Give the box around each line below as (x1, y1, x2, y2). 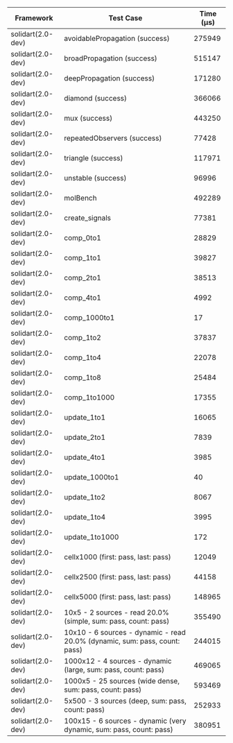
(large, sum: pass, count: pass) (64, 665, 165, 674)
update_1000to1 (64, 472, 119, 481)
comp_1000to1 (64, 313, 115, 322)
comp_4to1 (64, 293, 102, 302)
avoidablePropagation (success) (64, 34, 170, 43)
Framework (15, 13, 53, 23)
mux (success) (64, 114, 113, 123)
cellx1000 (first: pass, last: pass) (64, 552, 171, 561)
